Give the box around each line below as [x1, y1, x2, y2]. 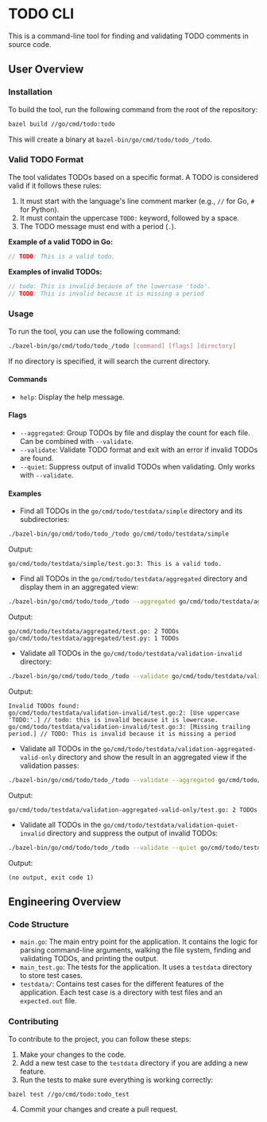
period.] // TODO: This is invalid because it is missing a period [8, 730, 237, 738]
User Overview [8, 63, 84, 76]
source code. [8, 39, 52, 49]
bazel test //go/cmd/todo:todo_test [8, 1090, 130, 1098]
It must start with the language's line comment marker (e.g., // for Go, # [19, 196, 255, 205]
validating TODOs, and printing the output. [19, 954, 159, 964]
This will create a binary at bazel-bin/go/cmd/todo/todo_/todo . [8, 134, 213, 144]
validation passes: [19, 761, 79, 770]
